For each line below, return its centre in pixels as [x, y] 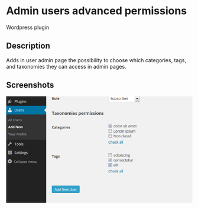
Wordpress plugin [28, 27]
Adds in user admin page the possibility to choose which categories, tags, [96, 60]
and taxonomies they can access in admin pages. [66, 66]
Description [28, 46]
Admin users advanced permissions [97, 11]
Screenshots [30, 85]
